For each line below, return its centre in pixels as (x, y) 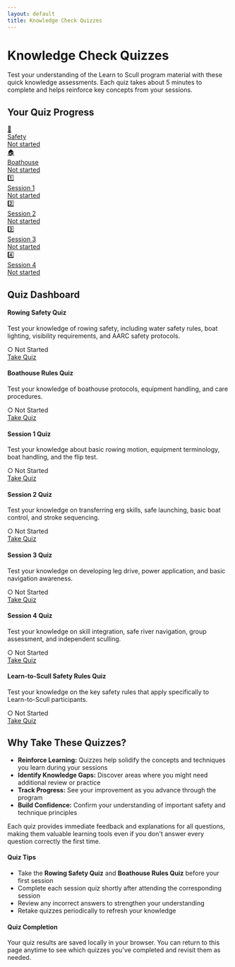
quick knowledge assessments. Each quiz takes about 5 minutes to (105, 83)
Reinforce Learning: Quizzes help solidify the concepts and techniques (121, 760)
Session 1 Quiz (29, 434)
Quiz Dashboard (44, 294)
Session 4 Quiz (30, 616)
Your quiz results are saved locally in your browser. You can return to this (114, 943)
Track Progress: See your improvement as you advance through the (117, 790)
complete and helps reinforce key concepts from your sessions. (100, 90)
